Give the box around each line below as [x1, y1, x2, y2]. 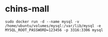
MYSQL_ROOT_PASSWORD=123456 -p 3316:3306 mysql [5, 27, 104, 32]
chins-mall [5, 3, 50, 14]
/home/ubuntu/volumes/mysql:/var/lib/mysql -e [5, 23, 101, 28]
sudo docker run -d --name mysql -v [5, 19, 79, 24]
